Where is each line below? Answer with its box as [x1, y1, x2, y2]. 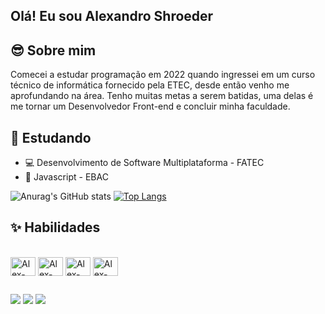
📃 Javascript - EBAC [24, 171, 109, 183]
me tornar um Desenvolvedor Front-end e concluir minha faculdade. [10, 100, 291, 113]
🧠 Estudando [10, 129, 92, 146]
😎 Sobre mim [10, 42, 97, 59]
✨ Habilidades [10, 219, 101, 236]
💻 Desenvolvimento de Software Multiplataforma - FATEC [24, 157, 265, 169]
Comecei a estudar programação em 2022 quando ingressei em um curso [10, 69, 316, 81]
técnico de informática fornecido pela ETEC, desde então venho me [10, 79, 290, 91]
